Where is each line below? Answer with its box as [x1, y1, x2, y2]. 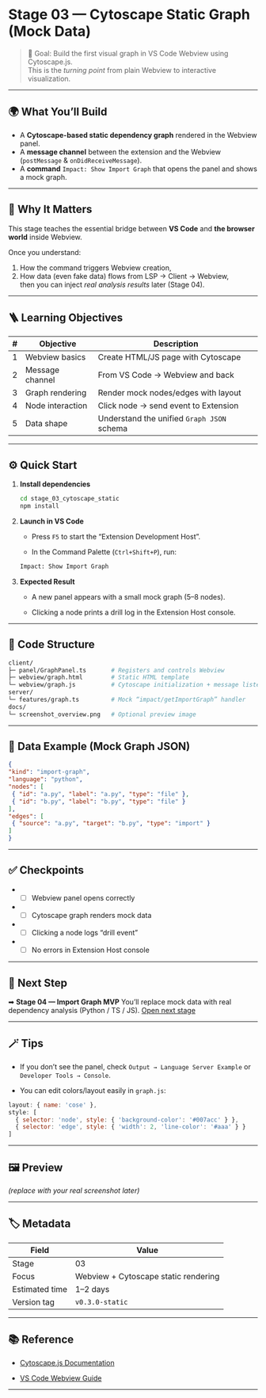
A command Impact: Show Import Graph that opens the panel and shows [19, 164, 257, 173]
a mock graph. [19, 172, 67, 181]
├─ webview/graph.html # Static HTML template [8, 673, 190, 682]
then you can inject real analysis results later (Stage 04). [19, 280, 205, 289]
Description [153, 338, 199, 349]
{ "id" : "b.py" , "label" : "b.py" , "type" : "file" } [11, 798, 186, 806]
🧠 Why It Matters [8, 203, 93, 216]
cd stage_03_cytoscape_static [19, 495, 120, 503]
